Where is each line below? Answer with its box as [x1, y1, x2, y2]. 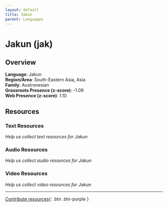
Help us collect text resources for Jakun [5, 134, 88, 140]
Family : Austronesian [5, 82, 49, 88]
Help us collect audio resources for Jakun [5, 157, 91, 163]
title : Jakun [5, 12, 32, 17]
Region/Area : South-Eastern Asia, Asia [5, 77, 86, 83]
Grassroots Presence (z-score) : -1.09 [5, 87, 84, 93]
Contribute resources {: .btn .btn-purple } [5, 196, 89, 202]
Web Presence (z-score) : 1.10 [5, 93, 67, 99]
